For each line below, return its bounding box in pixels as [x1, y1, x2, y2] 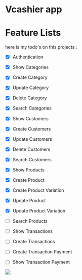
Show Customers [12, 115, 49, 121]
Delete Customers [12, 146, 51, 152]
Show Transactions [12, 228, 53, 234]
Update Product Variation [12, 208, 66, 214]
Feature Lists [5, 27, 61, 39]
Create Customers [12, 125, 51, 132]
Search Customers [12, 156, 52, 162]
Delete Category [12, 95, 47, 101]
